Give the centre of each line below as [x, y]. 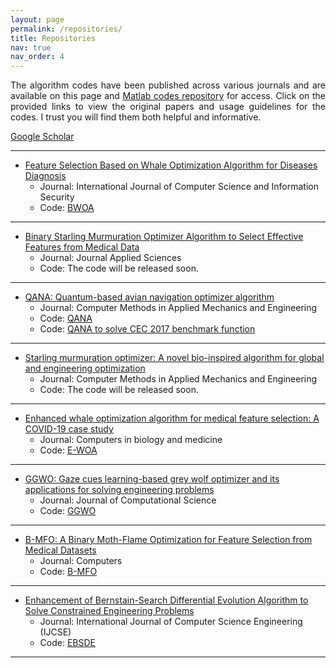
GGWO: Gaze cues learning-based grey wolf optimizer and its [152, 479]
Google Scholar [42, 137]
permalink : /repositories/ [66, 29]
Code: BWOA [67, 208]
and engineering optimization [85, 368]
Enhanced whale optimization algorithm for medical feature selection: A [172, 418]
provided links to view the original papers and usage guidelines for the [168, 107]
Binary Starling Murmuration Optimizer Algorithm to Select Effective [164, 237]
